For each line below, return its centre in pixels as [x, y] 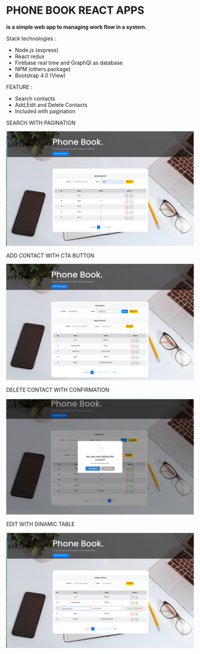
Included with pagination [45, 111]
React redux [29, 56]
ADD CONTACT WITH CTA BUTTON [50, 255]
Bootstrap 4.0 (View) [40, 75]
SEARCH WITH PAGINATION [41, 122]
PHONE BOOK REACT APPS [75, 10]
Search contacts [35, 98]
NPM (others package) [43, 69]
